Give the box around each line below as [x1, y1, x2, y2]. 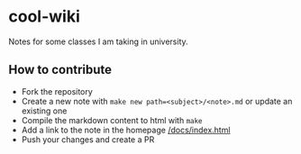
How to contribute [8, 62, 113, 77]
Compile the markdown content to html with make [21, 114, 204, 125]
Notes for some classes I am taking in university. [8, 36, 188, 47]
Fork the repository [21, 86, 94, 96]
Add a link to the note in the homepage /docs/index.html [21, 124, 231, 135]
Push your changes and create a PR [21, 133, 155, 145]
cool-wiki [8, 6, 80, 27]
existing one [21, 105, 68, 116]
